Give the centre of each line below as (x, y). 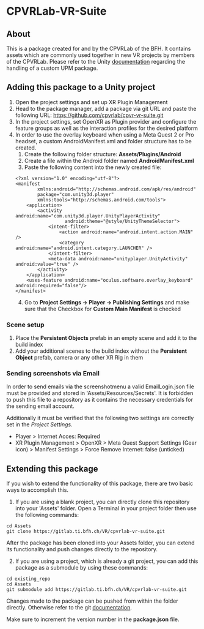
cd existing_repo (28, 579)
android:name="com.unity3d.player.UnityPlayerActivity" (88, 216)
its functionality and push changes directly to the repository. (82, 549)
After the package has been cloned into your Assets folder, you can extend (100, 543)
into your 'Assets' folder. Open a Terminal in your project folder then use (106, 508)
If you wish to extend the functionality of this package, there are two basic (100, 484)
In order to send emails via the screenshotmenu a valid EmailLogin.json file (100, 386)
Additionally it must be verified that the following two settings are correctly (100, 418)
